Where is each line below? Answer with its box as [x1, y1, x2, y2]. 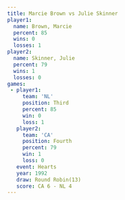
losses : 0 [13, 74, 41, 81]
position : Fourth [22, 138, 72, 145]
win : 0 [22, 112, 41, 119]
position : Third [22, 100, 69, 107]
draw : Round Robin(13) [16, 176, 81, 183]
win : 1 [22, 151, 41, 158]
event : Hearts [16, 163, 57, 170]
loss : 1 [22, 118, 45, 126]
